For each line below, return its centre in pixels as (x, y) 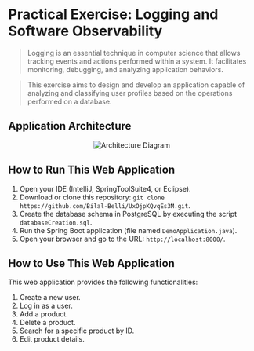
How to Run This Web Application (91, 170)
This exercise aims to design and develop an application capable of (136, 85)
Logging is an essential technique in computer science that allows (134, 53)
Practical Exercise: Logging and (113, 15)
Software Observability (85, 31)
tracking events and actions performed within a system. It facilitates (137, 61)
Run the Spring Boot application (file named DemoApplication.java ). (128, 230)
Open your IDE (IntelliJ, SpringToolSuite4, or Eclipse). (105, 188)
